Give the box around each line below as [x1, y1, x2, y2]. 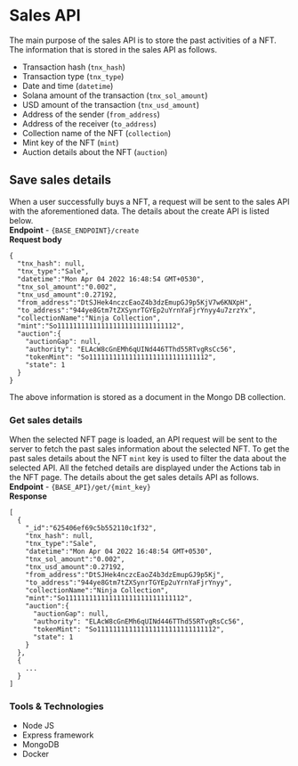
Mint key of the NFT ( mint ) [21, 137, 119, 148]
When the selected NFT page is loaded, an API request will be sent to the [9, 434, 278, 445]
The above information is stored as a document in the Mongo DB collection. [9, 391, 286, 402]
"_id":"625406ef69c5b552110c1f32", [25, 524, 157, 533]
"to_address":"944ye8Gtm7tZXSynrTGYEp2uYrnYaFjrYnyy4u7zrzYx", [17, 306, 256, 314]
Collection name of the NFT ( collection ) [21, 127, 172, 138]
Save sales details [9, 173, 112, 188]
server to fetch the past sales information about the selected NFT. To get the [9, 444, 290, 454]
